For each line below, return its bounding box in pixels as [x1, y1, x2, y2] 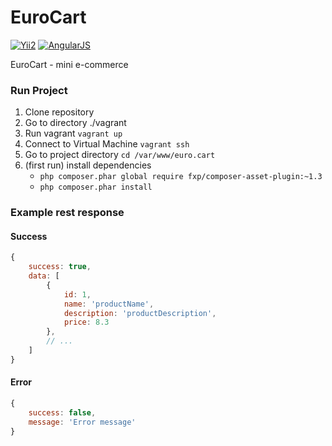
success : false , [28, 407, 97, 418]
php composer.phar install [39, 182, 153, 193]
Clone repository [24, 106, 95, 118]
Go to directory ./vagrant [24, 117, 127, 129]
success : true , [28, 262, 92, 272]
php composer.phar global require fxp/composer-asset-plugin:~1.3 [39, 172, 323, 182]
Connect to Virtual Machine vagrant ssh [24, 138, 190, 150]
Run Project [10, 83, 68, 97]
